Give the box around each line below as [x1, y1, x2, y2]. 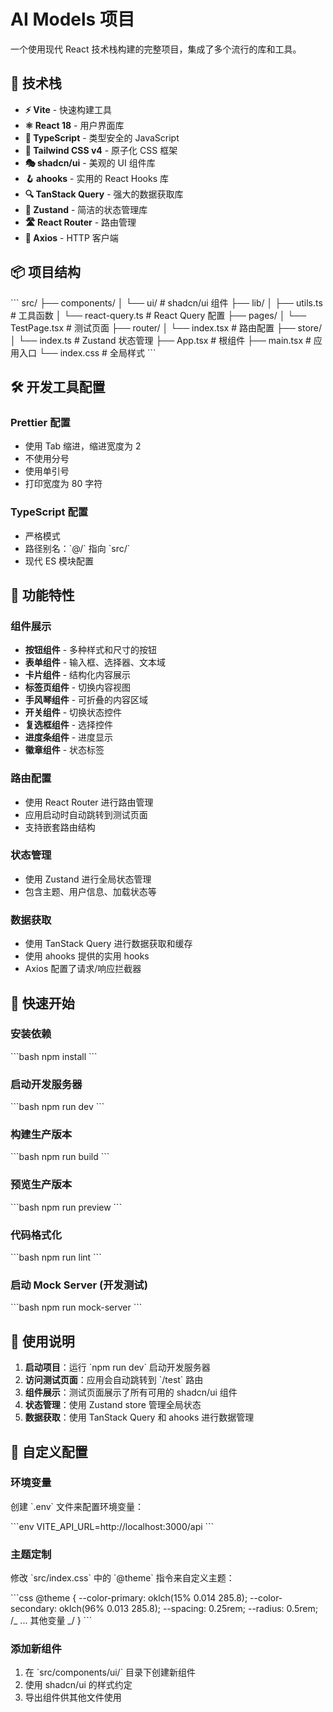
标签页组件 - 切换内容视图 [24, 681, 132, 694]
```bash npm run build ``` [10, 1151, 110, 1163]
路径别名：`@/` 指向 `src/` [24, 542, 131, 554]
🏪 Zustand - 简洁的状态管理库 [24, 203, 148, 215]
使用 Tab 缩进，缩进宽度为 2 [24, 440, 142, 452]
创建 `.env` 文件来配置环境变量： [10, 1500, 145, 1512]
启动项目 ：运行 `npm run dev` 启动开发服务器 [24, 1361, 211, 1374]
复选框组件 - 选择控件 [24, 719, 114, 731]
